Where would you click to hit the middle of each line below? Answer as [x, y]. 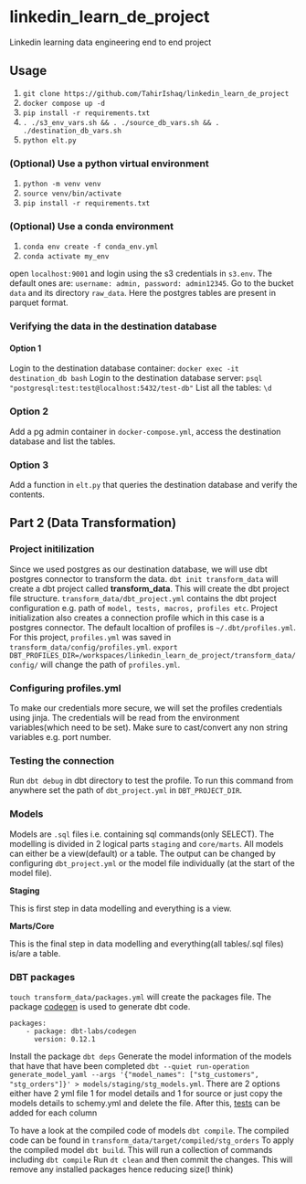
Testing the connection [62, 760]
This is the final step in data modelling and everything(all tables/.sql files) [147, 944]
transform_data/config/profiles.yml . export [94, 647]
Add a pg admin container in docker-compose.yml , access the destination [145, 431]
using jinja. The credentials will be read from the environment [125, 718]
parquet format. [39, 302]
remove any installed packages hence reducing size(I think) [121, 1169]
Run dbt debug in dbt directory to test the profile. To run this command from [152, 781]
